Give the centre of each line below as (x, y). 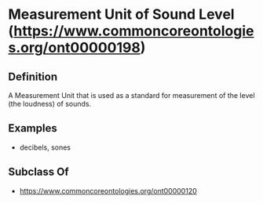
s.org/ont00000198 (75, 48)
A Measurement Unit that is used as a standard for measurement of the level (131, 95)
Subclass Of (38, 172)
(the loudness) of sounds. (50, 104)
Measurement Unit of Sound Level (121, 14)
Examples (33, 128)
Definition (33, 76)
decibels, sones (45, 147)
